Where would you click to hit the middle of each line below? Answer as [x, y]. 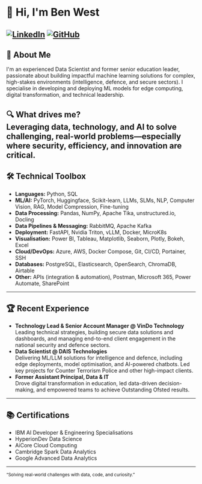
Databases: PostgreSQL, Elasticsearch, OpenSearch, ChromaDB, [96, 264]
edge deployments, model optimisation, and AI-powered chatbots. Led [103, 364]
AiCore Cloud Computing [46, 446]
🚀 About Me [29, 54]
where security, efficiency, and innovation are [94, 146]
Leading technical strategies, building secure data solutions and [94, 332]
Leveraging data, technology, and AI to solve [92, 127]
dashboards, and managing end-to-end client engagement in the [95, 338]
